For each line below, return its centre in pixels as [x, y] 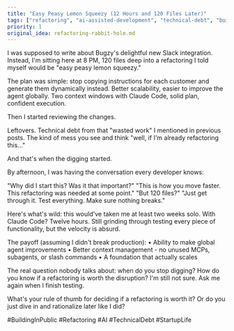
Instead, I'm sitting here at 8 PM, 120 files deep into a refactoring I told [108, 61]
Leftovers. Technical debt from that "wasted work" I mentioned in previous [114, 130]
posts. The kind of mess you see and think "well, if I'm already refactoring [113, 138]
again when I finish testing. [46, 286]
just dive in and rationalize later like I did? [66, 307]
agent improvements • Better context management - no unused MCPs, [109, 250]
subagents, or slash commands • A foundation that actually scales [102, 257]
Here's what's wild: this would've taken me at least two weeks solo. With [111, 214]
